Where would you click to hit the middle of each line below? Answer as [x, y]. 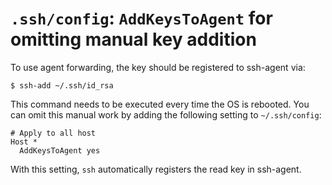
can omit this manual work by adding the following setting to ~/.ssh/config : [166, 114]
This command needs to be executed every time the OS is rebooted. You [160, 104]
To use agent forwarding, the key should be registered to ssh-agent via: [158, 67]
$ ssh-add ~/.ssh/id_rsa [62, 85]
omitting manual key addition [133, 39]
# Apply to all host [53, 133]
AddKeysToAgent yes [60, 150]
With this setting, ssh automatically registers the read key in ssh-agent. [156, 169]
